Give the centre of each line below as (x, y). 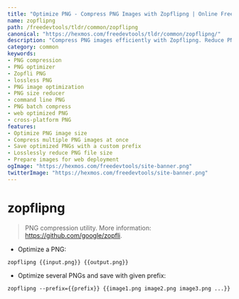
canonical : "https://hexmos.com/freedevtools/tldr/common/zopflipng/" (114, 34)
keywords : (22, 54)
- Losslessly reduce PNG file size (60, 153)
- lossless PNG (30, 80)
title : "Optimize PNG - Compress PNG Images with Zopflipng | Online (113, 14)
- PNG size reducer (36, 93)
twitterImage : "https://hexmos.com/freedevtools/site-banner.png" (108, 173)
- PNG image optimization (46, 87)
